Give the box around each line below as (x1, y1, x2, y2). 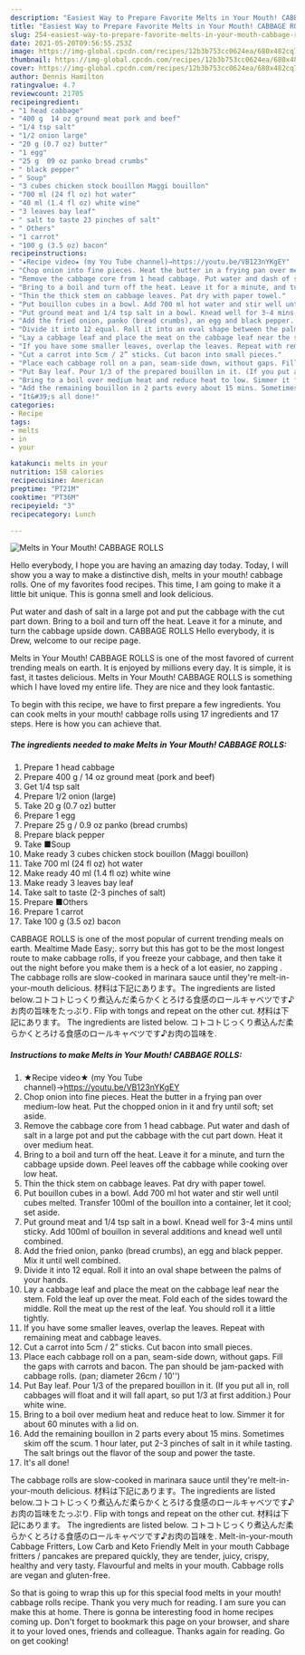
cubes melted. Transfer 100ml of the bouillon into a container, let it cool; (23, 1198, 291, 1208)
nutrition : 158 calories (10, 467, 104, 476)
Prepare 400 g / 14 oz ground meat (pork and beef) (23, 772, 215, 783)
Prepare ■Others (23, 897, 89, 908)
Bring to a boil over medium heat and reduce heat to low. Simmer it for (23, 1410, 285, 1420)
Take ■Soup (23, 839, 71, 850)
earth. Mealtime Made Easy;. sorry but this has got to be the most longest (10, 943, 285, 954)
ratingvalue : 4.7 (10, 81, 76, 90)
